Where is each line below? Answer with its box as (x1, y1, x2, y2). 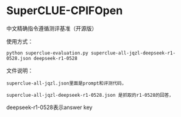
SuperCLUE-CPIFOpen (6, 4, 123, 18)
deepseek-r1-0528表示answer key (6, 104, 93, 111)
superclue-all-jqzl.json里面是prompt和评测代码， (6, 80, 127, 86)
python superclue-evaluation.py (6, 50, 88, 56)
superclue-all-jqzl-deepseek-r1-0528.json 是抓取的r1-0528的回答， (6, 92, 174, 98)
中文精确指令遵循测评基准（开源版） (6, 25, 98, 32)
